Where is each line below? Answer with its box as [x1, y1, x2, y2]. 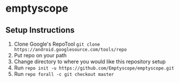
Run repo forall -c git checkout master [13, 71, 115, 77]
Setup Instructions [5, 25, 75, 35]
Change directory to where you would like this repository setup [13, 58, 166, 65]
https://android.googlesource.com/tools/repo [13, 47, 127, 53]
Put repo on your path [13, 52, 67, 58]
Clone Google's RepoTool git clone [13, 40, 101, 47]
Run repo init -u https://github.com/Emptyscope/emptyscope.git [13, 64, 175, 71]
